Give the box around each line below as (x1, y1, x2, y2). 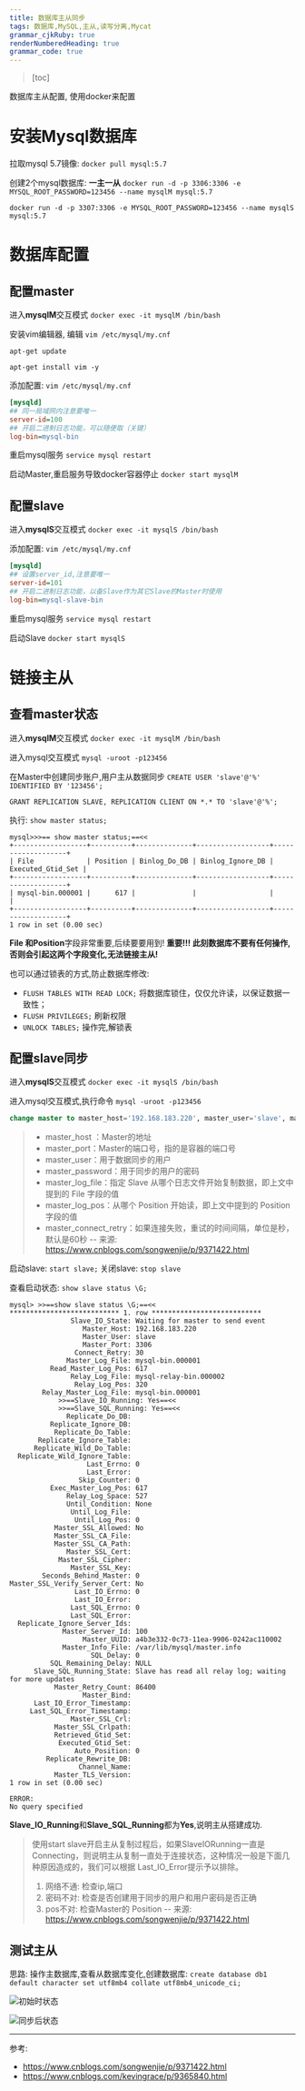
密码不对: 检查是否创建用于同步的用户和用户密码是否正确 (44, 1893, 257, 1903)
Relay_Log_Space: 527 (66, 1492, 148, 1501)
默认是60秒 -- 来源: (44, 1234, 118, 1245)
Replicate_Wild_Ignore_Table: (17, 1452, 132, 1461)
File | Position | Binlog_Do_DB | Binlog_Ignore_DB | (17, 857, 274, 866)
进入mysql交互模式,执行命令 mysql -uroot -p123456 (9, 1096, 202, 1107)
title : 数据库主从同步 (9, 13, 86, 23)
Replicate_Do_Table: (54, 1428, 132, 1437)
